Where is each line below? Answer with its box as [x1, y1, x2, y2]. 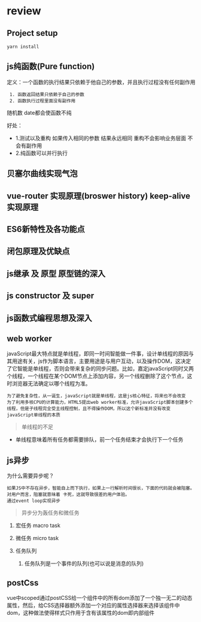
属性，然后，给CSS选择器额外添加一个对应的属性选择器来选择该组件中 [7, 602, 180, 609]
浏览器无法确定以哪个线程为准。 [11, 380, 91, 387]
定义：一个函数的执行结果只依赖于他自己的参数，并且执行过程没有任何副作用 [7, 78, 196, 85]
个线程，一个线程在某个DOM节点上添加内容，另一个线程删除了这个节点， [7, 372, 187, 380]
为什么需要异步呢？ [7, 472, 54, 479]
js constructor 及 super [7, 291, 95, 301]
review [7, 4, 41, 18]
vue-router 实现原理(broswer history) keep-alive [7, 191, 191, 201]
